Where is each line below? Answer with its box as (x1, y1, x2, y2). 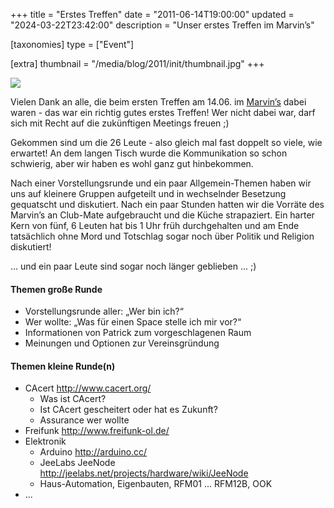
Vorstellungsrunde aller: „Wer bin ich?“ (24, 305, 184, 318)
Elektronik (24, 435, 67, 448)
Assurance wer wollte (39, 414, 130, 426)
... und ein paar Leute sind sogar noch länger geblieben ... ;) (10, 260, 257, 272)
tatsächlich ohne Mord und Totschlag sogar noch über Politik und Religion (10, 230, 315, 242)
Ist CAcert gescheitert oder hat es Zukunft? (39, 404, 218, 416)
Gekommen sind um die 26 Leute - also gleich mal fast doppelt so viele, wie (10, 137, 323, 148)
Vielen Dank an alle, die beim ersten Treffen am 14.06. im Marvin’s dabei (10, 96, 307, 108)
